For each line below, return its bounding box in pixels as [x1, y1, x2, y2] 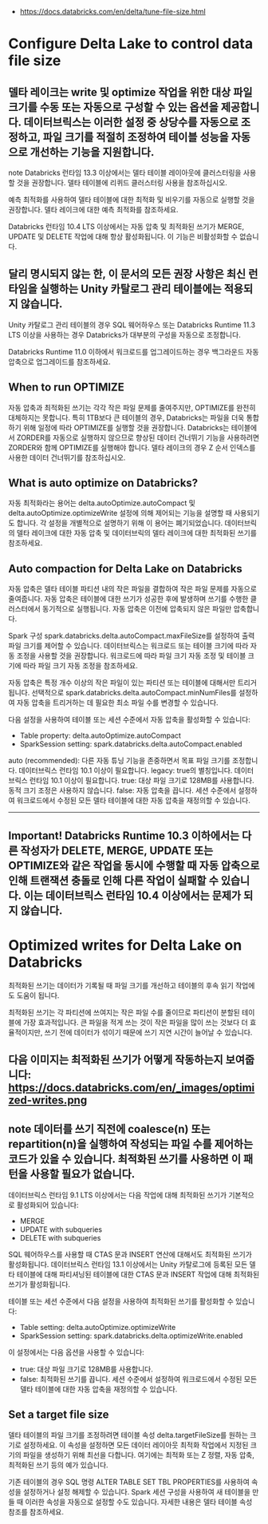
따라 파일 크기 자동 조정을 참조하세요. [22, 661, 138, 671]
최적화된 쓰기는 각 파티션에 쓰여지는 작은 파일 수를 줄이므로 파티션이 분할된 [8, 1007, 241, 1017]
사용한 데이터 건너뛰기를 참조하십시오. [8, 453, 126, 462]
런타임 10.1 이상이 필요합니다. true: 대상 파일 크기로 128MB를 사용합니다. [29, 776, 254, 786]
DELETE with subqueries [19, 1233, 101, 1242]
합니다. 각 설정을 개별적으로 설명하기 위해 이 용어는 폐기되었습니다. [16, 518, 223, 528]
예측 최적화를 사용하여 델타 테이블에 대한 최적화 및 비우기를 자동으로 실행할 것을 [8, 195, 255, 204]
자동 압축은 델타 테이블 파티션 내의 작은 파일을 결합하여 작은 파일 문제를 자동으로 [8, 584, 258, 594]
